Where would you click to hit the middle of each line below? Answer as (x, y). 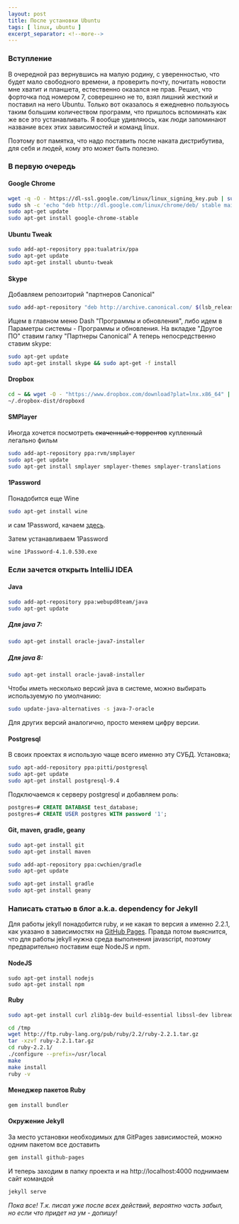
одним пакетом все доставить (54, 1144)
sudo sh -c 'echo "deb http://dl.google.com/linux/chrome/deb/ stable (115, 205)
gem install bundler (39, 1105)
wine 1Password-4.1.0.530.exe (53, 552)
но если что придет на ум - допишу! (63, 1213)
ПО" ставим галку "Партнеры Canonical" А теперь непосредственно (112, 336)
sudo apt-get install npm (46, 984)
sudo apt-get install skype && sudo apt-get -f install (92, 363)
